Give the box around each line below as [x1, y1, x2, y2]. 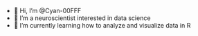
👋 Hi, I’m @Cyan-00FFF [13, 7, 82, 15]
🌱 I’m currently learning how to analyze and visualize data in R [13, 21, 191, 29]
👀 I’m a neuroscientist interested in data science [13, 14, 151, 22]
